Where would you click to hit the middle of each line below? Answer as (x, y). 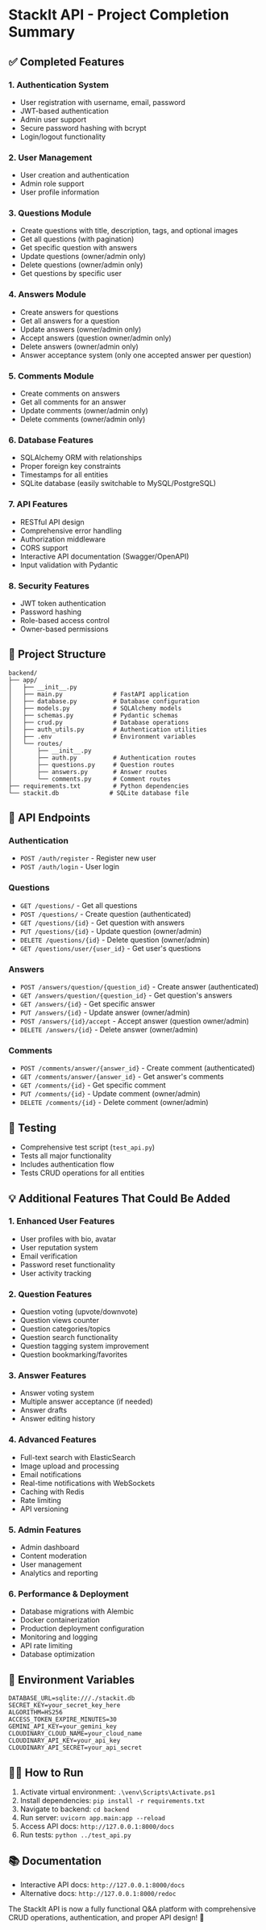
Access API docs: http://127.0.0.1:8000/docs (97, 1826)
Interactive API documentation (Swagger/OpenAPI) (104, 556)
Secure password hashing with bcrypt (83, 128)
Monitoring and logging (59, 1637)
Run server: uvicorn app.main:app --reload (92, 1817)
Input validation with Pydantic (69, 565)
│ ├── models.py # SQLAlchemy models (95, 708)
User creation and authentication (75, 175)
